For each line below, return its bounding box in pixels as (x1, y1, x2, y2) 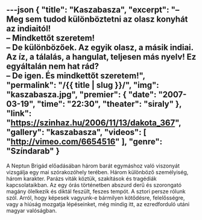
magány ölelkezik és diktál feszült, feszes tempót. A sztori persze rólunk (6, 187, 186, 195)
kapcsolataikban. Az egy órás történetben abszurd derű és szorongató (6, 181, 182, 189)
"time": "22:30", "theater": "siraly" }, (37, 99, 182, 109)
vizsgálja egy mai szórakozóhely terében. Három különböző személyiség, (6, 168, 189, 175)
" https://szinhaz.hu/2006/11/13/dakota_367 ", (6, 118, 181, 128)
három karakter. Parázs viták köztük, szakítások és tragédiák (6, 175, 157, 182)
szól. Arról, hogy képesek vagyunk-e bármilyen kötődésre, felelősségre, (6, 194, 185, 201)
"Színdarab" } (6, 146, 60, 156)
